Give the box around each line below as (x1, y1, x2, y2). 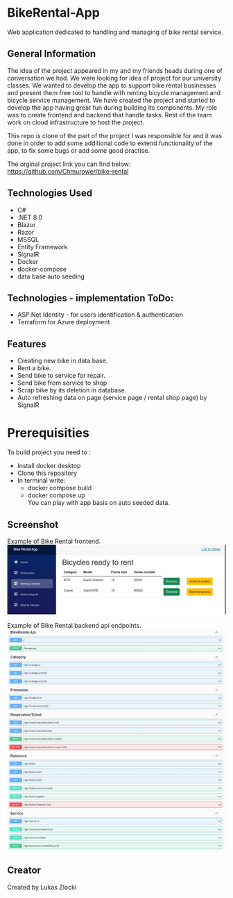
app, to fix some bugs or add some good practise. (7, 146, 150, 154)
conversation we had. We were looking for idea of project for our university (7, 74, 222, 82)
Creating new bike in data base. (17, 356, 108, 365)
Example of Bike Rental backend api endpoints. (7, 621, 141, 629)
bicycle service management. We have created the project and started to (7, 96, 216, 104)
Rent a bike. (17, 364, 51, 372)
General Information (7, 48, 96, 60)
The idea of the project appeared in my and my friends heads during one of (7, 66, 223, 74)
